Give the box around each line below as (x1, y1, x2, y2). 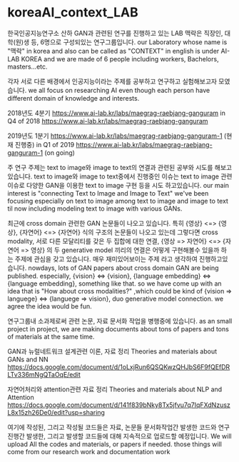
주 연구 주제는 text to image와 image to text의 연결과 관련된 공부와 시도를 (7, 163, 213, 171)
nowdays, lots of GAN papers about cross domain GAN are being (28, 263, 219, 272)
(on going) (44, 148, 75, 157)
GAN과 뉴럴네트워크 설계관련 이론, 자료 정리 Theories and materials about (7, 347, 218, 356)
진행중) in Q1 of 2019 (14, 140, 75, 149)
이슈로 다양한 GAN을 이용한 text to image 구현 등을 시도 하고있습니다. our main (7, 181, 230, 189)
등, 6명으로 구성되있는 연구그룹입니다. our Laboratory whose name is (31, 37, 228, 46)
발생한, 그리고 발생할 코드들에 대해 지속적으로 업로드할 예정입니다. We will (26, 431, 232, 440)
